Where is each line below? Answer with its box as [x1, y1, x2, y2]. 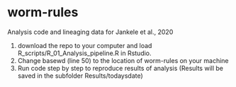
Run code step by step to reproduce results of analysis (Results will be [17, 64, 223, 72]
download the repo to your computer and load [17, 41, 152, 50]
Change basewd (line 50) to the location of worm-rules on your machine [17, 56, 229, 64]
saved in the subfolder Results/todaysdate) [17, 71, 143, 80]
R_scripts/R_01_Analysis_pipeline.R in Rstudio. [17, 49, 152, 57]
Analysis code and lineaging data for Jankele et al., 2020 [7, 28, 174, 36]
